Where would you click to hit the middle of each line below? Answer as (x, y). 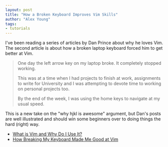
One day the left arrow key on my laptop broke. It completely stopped (90, 63)
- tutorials (18, 29)
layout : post (19, 10)
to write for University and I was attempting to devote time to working (89, 84)
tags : (11, 24)
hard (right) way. (22, 124)
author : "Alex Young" (28, 19)
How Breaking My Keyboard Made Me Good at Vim (65, 139)
